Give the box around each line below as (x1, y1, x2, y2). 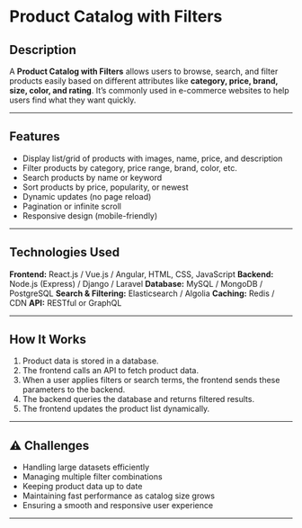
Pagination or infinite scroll (22, 201, 121, 211)
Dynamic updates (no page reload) (22, 191, 152, 201)
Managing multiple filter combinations (22, 471, 164, 482)
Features (9, 129, 60, 145)
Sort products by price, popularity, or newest (22, 182, 189, 192)
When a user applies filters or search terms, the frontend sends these (22, 375, 280, 386)
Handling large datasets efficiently (22, 461, 150, 473)
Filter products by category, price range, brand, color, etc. (22, 162, 238, 173)
